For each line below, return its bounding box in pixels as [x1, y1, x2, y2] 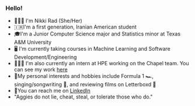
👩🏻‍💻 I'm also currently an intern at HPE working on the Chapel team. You [13, 60, 189, 67]
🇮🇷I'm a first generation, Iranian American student [13, 23, 137, 30]
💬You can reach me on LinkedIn [13, 87, 91, 94]
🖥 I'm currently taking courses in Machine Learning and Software [13, 45, 170, 52]
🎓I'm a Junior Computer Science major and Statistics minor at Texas [13, 30, 181, 37]
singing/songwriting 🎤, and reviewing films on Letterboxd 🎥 [13, 81, 156, 88]
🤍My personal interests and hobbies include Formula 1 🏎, [13, 73, 154, 80]
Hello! [5, 4, 23, 12]
